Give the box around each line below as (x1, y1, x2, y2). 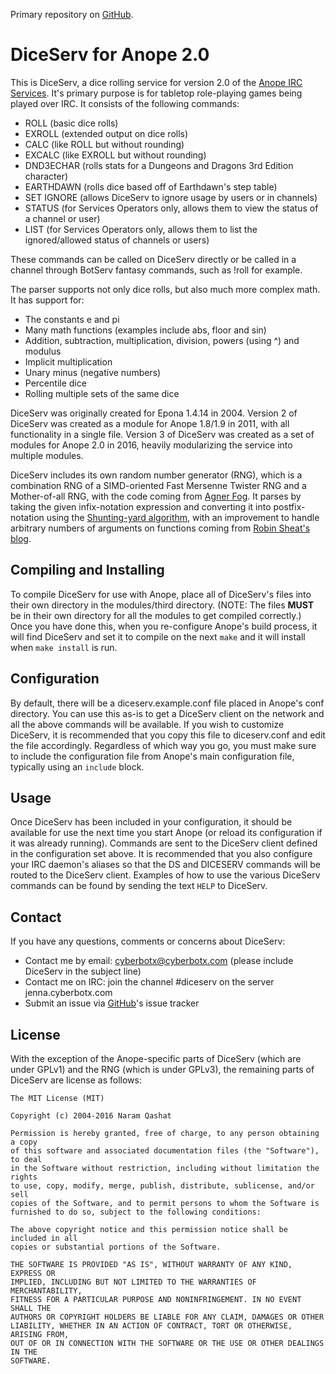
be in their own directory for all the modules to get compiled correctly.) (10, 609, 302, 621)
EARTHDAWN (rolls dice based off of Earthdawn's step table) (24, 180, 278, 193)
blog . (10, 532, 32, 544)
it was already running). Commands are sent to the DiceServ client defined (10, 837, 318, 849)
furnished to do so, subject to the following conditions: (10, 1207, 262, 1217)
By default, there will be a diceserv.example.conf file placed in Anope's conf (10, 697, 325, 709)
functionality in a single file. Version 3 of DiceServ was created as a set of (10, 428, 315, 440)
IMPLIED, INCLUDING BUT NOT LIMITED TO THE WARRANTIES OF (10, 1277, 257, 1287)
